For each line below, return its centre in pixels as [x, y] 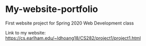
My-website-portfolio [52, 9]
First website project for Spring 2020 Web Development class [70, 23]
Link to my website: [26, 32]
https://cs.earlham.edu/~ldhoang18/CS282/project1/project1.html [73, 38]
